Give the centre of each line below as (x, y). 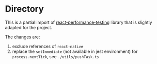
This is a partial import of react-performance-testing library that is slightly (79, 22)
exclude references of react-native (47, 46)
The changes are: (23, 37)
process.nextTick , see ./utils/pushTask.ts (55, 56)
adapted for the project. (29, 27)
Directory (24, 9)
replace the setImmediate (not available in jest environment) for (75, 51)
